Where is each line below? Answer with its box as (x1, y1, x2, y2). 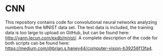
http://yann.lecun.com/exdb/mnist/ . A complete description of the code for (5, 35, 158, 41)
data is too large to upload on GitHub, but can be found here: (5, 29, 130, 35)
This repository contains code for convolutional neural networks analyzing (5, 19, 158, 25)
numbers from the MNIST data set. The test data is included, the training (5, 24, 154, 30)
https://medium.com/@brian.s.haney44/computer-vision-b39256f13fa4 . (5, 45, 153, 51)
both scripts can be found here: (5, 40, 70, 46)
